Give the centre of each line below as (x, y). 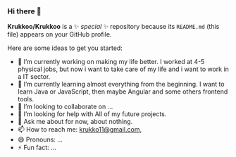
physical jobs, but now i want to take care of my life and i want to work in (123, 69)
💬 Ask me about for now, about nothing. (75, 122)
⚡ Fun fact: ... (37, 148)
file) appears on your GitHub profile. (60, 34)
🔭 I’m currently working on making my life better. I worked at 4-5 (111, 62)
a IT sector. (34, 77)
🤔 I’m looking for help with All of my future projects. (92, 114)
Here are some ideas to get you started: (65, 48)
